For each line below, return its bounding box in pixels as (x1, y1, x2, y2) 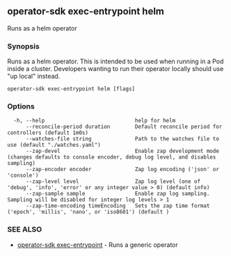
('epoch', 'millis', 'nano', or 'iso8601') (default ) (7, 209, 170, 216)
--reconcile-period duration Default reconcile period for (25, 123, 223, 131)
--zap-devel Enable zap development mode (25, 147, 219, 155)
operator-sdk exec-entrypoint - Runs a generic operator (17, 240, 179, 249)
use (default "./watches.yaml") (7, 142, 101, 149)
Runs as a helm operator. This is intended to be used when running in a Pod (7, 57, 224, 65)
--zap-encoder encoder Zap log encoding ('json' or (25, 166, 219, 173)
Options (7, 102, 35, 111)
